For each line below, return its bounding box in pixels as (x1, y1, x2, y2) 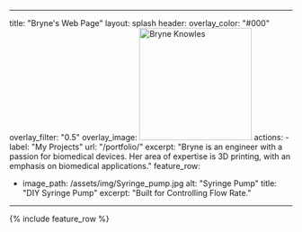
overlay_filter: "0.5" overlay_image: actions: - (9, 132, 289, 142)
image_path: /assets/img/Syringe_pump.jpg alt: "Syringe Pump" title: (22, 178, 277, 189)
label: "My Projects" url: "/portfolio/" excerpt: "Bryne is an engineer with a (9, 141, 283, 152)
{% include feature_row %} (9, 213, 110, 224)
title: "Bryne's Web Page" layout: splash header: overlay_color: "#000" (9, 18, 270, 28)
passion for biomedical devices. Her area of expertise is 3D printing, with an (9, 151, 291, 162)
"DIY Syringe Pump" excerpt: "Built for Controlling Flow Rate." (22, 188, 252, 198)
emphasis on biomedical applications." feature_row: (9, 161, 200, 171)
